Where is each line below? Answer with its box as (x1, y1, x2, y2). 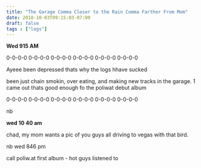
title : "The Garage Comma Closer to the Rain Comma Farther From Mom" (6, 8, 188, 15)
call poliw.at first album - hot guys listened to (6, 155, 119, 162)
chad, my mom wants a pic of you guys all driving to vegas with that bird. (6, 131, 189, 138)
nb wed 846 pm (6, 143, 46, 150)
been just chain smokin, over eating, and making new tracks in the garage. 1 (6, 78, 196, 85)
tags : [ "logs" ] (6, 25, 47, 32)
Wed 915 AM (6, 42, 39, 50)
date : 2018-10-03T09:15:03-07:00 (6, 15, 91, 21)
